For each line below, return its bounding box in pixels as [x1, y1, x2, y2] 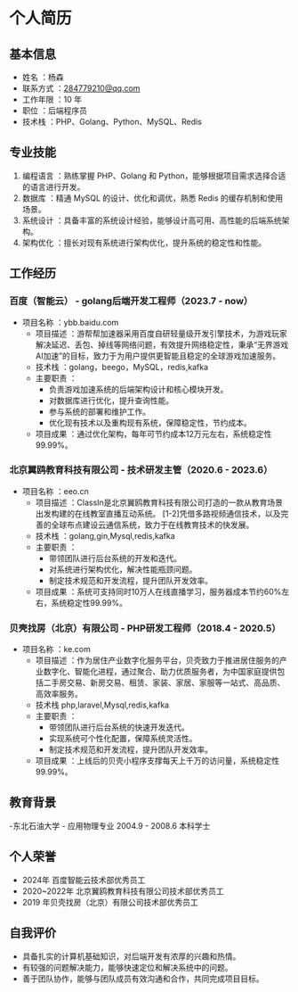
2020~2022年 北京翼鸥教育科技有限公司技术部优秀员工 [21, 885, 224, 897]
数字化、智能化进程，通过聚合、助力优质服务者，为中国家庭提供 [43, 666, 278, 677]
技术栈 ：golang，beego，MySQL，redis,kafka [35, 361, 209, 372]
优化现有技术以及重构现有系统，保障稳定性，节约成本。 [48, 417, 252, 428]
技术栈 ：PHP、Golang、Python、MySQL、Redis [21, 117, 203, 127]
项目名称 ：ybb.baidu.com [21, 317, 119, 327]
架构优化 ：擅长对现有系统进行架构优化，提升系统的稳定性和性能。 [21, 237, 267, 248]
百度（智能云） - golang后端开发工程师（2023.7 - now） [9, 295, 254, 308]
